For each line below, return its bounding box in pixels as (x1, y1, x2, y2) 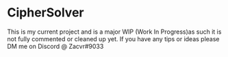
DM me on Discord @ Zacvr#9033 (7, 42, 104, 50)
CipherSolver (7, 5, 84, 21)
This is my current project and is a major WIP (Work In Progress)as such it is (7, 27, 222, 36)
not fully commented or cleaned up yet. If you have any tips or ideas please (7, 34, 220, 43)
